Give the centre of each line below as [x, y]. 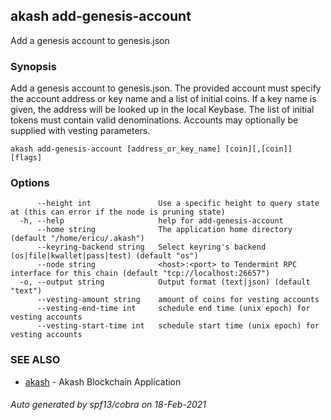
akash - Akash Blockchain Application [103, 381]
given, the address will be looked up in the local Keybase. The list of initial [162, 110]
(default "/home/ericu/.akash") [77, 239]
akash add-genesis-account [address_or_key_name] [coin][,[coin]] [151, 149]
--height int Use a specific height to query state [178, 204]
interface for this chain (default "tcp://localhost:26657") [140, 274]
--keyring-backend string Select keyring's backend [151, 247]
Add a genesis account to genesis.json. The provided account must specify [166, 88]
